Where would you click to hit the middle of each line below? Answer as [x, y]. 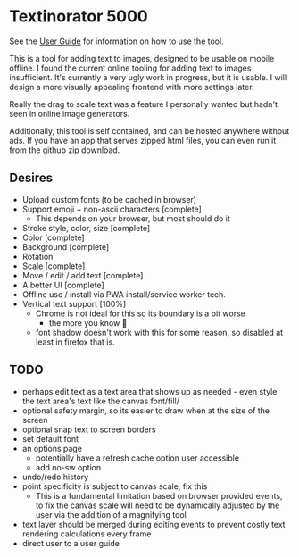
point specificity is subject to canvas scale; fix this [115, 486]
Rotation [37, 256]
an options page [52, 448]
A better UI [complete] [63, 285]
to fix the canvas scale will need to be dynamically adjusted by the [158, 505]
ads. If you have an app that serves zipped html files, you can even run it [143, 140]
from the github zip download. [65, 150]
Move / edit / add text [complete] [83, 275]
